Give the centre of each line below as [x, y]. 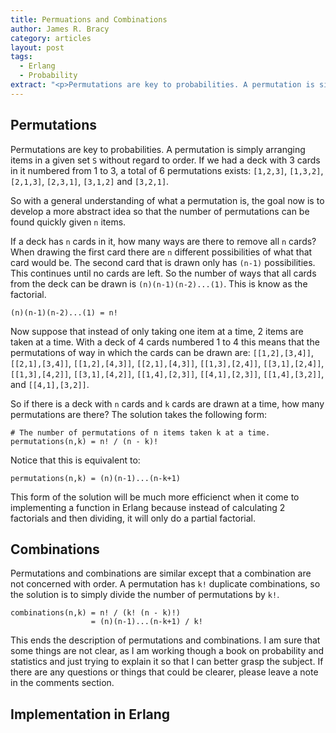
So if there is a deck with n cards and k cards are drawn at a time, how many [167, 403]
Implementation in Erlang [90, 714]
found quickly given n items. [68, 222]
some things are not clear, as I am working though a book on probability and [167, 651]
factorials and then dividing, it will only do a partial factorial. [133, 518]
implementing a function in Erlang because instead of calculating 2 [148, 507]
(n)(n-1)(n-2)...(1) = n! [64, 312]
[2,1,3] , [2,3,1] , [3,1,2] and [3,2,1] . [90, 181]
